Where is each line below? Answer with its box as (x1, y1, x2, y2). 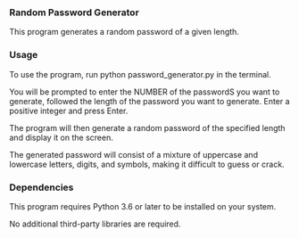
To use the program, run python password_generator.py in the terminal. (9, 69, 272, 79)
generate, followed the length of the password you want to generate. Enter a (9, 95, 290, 106)
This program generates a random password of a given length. (9, 27, 239, 37)
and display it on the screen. (9, 132, 113, 143)
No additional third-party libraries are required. (9, 218, 181, 229)
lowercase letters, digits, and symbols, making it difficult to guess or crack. (9, 159, 285, 169)
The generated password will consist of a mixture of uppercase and (9, 149, 259, 160)
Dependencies (9, 181, 74, 193)
